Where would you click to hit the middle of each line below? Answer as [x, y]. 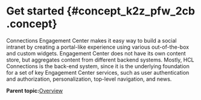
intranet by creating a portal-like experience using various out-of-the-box [97, 47]
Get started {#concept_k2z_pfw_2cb [101, 11]
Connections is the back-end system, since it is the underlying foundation [98, 66]
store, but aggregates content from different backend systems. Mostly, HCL [100, 60]
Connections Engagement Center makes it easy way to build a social [91, 40]
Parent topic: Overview [35, 90]
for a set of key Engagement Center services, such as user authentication [98, 72]
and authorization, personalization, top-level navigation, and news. [89, 79]
